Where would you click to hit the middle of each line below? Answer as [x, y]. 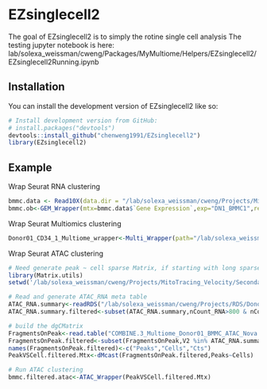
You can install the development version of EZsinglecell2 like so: [113, 106]
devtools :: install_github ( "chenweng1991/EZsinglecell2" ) [104, 135]
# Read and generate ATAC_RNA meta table [78, 297]
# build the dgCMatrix [46, 326]
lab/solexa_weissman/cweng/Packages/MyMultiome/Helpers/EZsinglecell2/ [132, 53]
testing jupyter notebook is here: [62, 44]
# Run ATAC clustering [46, 370]
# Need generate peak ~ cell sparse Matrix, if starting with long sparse [135, 268]
